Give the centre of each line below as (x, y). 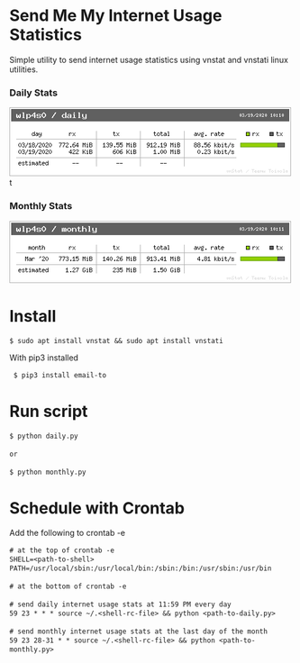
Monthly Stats (41, 206)
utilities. (24, 69)
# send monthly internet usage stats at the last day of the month (139, 631)
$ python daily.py (44, 436)
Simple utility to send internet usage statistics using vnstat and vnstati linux (149, 59)
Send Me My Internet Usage (116, 16)
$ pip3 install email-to (59, 376)
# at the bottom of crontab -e (68, 586)
